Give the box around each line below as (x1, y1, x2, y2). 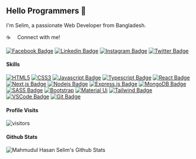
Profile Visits (6, 106, 38, 113)
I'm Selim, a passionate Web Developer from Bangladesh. (6, 21, 146, 28)
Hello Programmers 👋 (6, 6, 86, 16)
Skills (6, 61, 20, 68)
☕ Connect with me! (6, 33, 60, 40)
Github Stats (6, 133, 38, 140)
